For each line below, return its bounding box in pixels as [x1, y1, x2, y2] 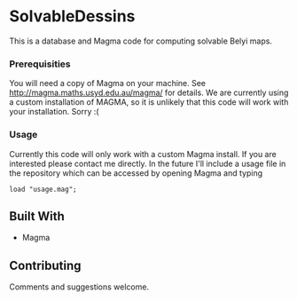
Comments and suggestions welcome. [9, 281, 149, 292]
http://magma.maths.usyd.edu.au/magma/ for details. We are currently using [9, 87, 289, 99]
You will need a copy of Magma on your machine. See [9, 78, 207, 89]
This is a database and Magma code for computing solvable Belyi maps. [9, 36, 273, 46]
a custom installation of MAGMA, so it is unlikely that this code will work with [9, 97, 289, 107]
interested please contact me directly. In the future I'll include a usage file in [9, 158, 286, 169]
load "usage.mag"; [9, 185, 77, 194]
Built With [9, 209, 65, 224]
